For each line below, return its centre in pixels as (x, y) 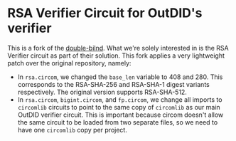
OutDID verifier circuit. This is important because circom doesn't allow (120, 115)
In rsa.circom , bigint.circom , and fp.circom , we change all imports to (120, 99)
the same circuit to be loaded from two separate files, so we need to (118, 122)
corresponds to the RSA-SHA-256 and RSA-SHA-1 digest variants (113, 84)
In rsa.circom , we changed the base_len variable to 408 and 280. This (120, 77)
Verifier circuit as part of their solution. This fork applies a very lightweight (116, 56)
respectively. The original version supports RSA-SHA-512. (102, 92)
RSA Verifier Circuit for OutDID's (105, 13)
